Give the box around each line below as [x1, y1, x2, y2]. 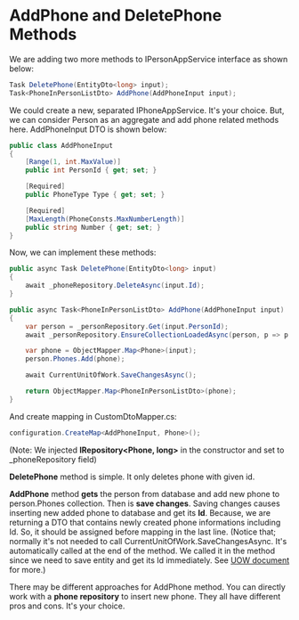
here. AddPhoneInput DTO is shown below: [9, 124, 167, 135]
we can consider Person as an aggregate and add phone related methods [9, 114, 279, 125]
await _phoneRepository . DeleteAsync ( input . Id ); [25, 281, 205, 290]
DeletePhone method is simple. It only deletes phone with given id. [9, 471, 255, 482]
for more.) [9, 564, 46, 575]
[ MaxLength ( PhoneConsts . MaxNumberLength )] [25, 215, 185, 224]
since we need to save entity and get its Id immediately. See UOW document [9, 554, 290, 566]
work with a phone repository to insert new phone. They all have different [9, 591, 281, 601]
